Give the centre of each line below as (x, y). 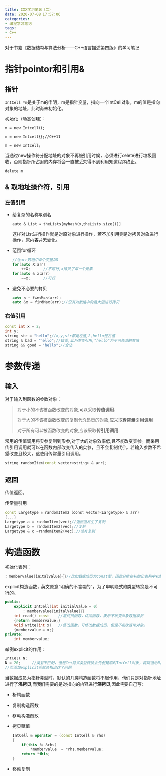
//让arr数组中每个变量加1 (36, 260)
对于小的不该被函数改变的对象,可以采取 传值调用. (66, 410)
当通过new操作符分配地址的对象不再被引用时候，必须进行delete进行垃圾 (79, 155)
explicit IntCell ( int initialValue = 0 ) (56, 607)
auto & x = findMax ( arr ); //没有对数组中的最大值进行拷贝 (66, 302)
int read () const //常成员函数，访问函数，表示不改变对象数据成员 (79, 616)
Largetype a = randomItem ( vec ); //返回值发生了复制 (55, 522)
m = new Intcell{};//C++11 (33, 137)
